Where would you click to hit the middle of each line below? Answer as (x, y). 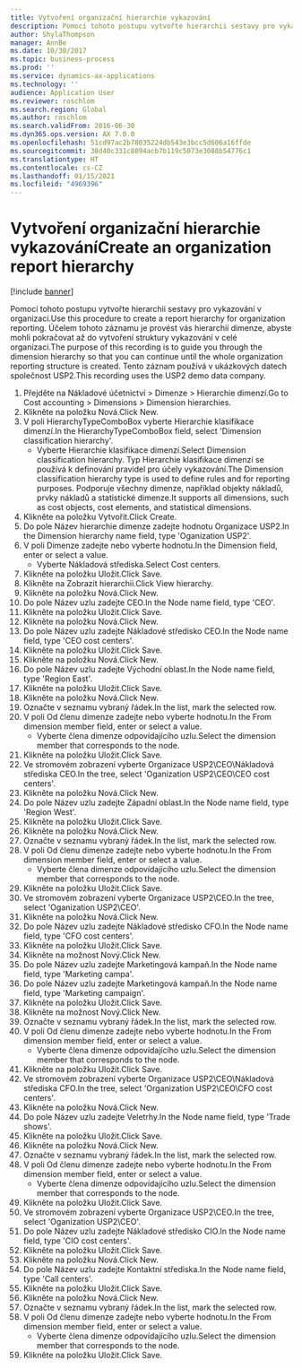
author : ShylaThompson (52, 34)
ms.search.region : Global (58, 109)
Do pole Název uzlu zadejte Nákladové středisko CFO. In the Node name (155, 927)
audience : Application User (63, 92)
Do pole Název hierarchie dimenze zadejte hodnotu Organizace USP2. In (156, 526)
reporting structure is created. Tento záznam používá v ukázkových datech (149, 366)
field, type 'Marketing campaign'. (84, 993)
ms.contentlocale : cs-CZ (56, 168)
